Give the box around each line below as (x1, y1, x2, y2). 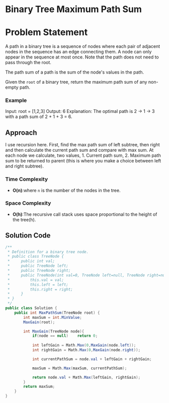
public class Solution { (5, 306, 57, 311)
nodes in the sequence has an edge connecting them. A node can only (5, 49, 152, 55)
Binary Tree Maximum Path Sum (5, 4, 142, 15)
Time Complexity (5, 176, 48, 183)
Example (5, 97, 27, 104)
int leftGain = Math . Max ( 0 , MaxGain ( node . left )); (32, 343, 136, 348)
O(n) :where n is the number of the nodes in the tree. (12, 187, 121, 193)
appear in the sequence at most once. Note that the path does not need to (5, 54, 159, 60)
